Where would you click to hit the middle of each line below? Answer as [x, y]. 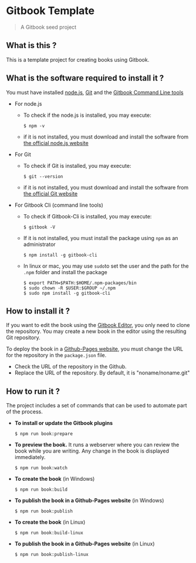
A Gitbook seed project [48, 27]
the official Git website [50, 193]
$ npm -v [34, 126]
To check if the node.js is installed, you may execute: [87, 115]
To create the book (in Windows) [55, 479]
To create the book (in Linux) [50, 522]
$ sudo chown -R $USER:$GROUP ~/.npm [70, 288]
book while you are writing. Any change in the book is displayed [92, 451]
